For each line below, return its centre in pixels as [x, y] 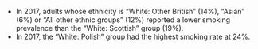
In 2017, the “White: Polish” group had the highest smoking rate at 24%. [133, 36]
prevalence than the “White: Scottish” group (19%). [100, 28]
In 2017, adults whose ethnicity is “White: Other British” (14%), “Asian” [130, 11]
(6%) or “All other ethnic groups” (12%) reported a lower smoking [123, 20]
